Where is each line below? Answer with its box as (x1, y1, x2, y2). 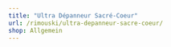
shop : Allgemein (8, 26, 63, 34)
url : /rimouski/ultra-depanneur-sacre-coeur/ (8, 19, 163, 27)
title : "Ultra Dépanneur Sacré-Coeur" (8, 11, 138, 20)
